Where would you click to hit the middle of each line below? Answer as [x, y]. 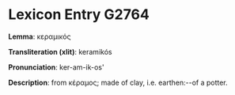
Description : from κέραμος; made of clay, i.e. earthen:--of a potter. [118, 82]
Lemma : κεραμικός [40, 36]
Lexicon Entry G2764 [79, 15]
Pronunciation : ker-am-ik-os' [56, 67]
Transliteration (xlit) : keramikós [60, 51]
